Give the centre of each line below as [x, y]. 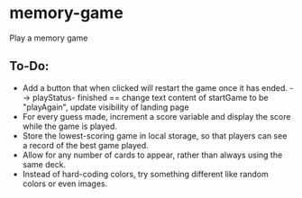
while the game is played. [69, 126]
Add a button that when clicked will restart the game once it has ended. [155, 87]
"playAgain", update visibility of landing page [105, 107]
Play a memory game [49, 38]
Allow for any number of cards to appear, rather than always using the [152, 155]
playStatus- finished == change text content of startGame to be [151, 97]
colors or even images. [65, 184]
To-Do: [29, 66]
